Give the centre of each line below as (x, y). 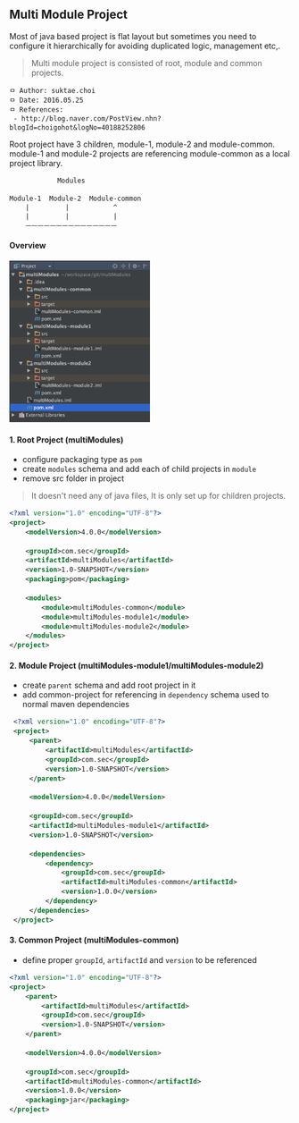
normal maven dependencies (75, 705)
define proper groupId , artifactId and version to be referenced (139, 959)
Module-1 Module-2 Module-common (75, 198)
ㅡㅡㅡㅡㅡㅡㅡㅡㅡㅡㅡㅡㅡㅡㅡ (71, 226)
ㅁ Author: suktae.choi (53, 90)
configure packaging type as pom (82, 460)
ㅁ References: (37, 110)
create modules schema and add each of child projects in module (139, 469)
